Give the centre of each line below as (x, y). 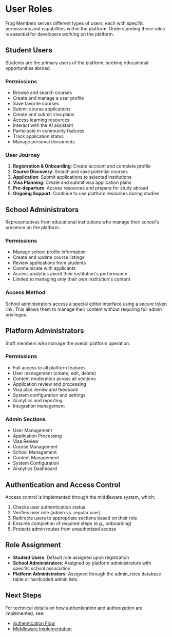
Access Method (25, 292)
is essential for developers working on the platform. (60, 34)
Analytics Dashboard (35, 469)
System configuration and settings (49, 395)
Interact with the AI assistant (43, 125)
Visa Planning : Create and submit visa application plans (72, 182)
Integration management (39, 406)
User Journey (23, 155)
